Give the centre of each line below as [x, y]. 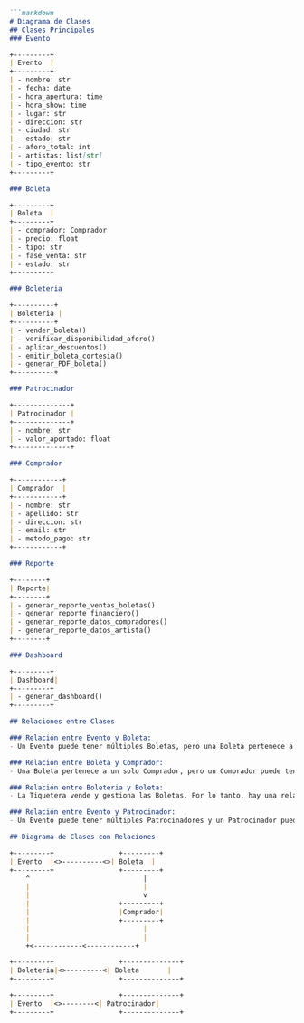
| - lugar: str [38, 113]
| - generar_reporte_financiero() [75, 614]
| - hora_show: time [48, 105]
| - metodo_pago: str [50, 539]
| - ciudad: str [40, 130]
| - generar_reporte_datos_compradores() [89, 622]
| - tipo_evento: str [50, 164]
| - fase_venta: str [48, 255]
